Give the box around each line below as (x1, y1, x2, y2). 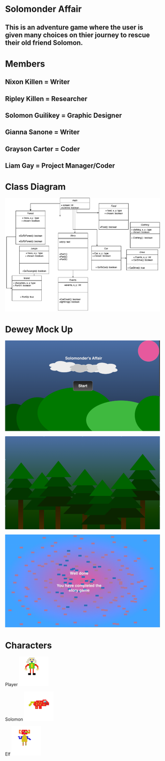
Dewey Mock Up (5, 324, 73, 335)
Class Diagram (5, 181, 66, 193)
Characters (5, 640, 52, 651)
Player (5, 682, 18, 688)
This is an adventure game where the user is (5, 23, 143, 32)
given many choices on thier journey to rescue (5, 31, 150, 39)
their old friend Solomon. (5, 38, 83, 47)
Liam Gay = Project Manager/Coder (5, 162, 115, 170)
